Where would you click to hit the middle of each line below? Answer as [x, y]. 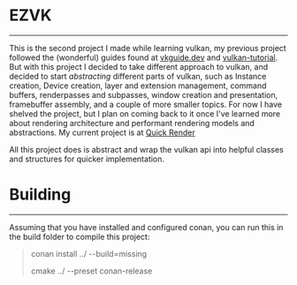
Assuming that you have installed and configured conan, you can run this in [146, 227]
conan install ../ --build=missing [89, 253]
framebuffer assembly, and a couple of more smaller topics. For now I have [146, 104]
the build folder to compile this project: [80, 236]
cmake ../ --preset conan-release [91, 271]
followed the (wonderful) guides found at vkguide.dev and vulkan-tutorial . [144, 57]
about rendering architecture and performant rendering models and [132, 123]
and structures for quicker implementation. [87, 159]
